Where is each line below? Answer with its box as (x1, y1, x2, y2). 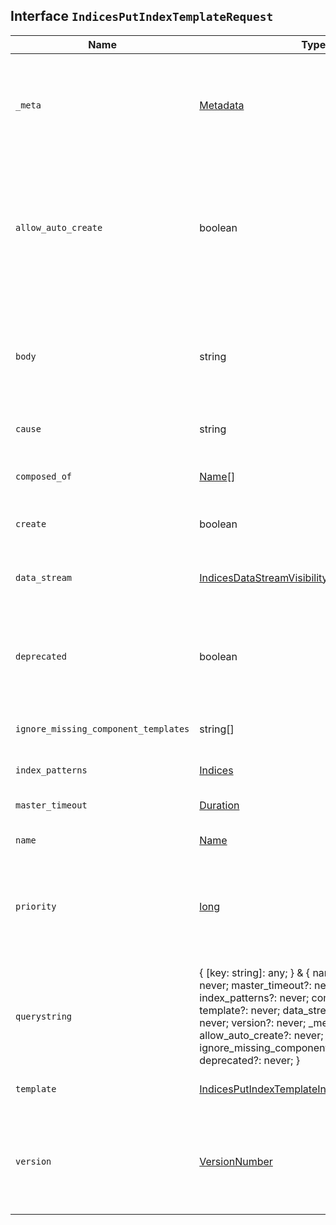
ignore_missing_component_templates (15, 723, 190, 734)
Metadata (199, 98, 245, 112)
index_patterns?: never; (199, 990, 310, 1004)
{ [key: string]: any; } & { (199, 965, 311, 979)
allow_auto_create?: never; (199, 1028, 324, 1042)
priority (15, 900, 57, 912)
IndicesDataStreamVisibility (199, 570, 328, 584)
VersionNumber (199, 1154, 273, 1168)
